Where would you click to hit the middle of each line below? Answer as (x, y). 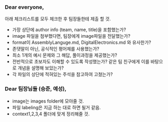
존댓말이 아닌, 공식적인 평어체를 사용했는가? (56, 49)
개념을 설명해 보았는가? (41, 68)
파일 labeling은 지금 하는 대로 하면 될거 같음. (56, 107)
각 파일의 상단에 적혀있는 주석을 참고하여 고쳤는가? (62, 75)
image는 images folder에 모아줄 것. (48, 101)
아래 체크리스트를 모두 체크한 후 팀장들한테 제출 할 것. (58, 19)
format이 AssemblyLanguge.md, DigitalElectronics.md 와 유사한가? (82, 42)
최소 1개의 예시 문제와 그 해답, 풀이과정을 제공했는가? (65, 55)
